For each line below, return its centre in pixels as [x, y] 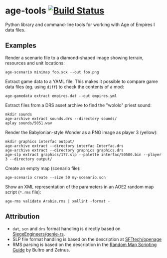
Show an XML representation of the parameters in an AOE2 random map [80, 186]
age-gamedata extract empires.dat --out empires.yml [61, 96]
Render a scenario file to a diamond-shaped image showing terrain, [74, 57]
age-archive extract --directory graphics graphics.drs [64, 150]
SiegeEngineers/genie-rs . [39, 234]
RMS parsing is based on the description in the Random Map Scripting [84, 244]
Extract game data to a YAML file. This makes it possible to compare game [82, 81]
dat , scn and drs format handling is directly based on [66, 228]
